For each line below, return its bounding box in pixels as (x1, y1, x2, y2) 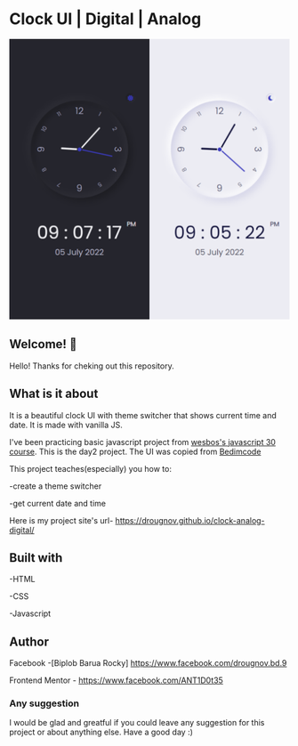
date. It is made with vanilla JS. (9, 419, 123, 430)
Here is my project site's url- (9, 515, 114, 525)
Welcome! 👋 (9, 337, 77, 352)
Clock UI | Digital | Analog (9, 9, 202, 29)
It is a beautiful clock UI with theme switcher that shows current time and (9, 409, 278, 420)
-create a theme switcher (9, 481, 102, 491)
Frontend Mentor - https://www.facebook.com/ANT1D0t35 (9, 675, 224, 685)
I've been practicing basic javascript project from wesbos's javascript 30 (9, 436, 276, 447)
